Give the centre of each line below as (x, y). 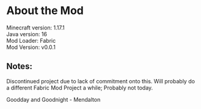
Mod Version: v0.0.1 (31, 47)
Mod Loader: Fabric (31, 40)
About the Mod (45, 11)
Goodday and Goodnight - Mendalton (53, 99)
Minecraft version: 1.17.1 (36, 28)
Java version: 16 (27, 34)
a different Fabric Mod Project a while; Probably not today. (80, 88)
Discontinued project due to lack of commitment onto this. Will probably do (101, 81)
